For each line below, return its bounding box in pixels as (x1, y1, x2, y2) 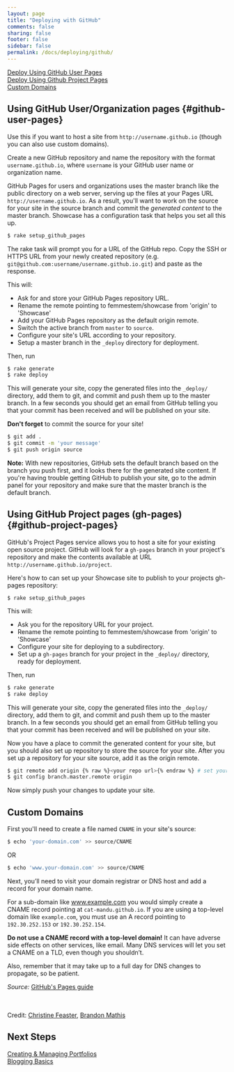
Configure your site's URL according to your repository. (17, 331, 176, 339)
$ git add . (7, 433, 42, 441)
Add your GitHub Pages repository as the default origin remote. (17, 316, 199, 324)
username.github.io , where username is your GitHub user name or (7, 161, 194, 169)
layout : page (7, 10, 45, 17)
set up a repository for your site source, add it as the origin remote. (7, 753, 200, 762)
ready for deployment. (17, 657, 81, 665)
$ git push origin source (7, 446, 82, 453)
